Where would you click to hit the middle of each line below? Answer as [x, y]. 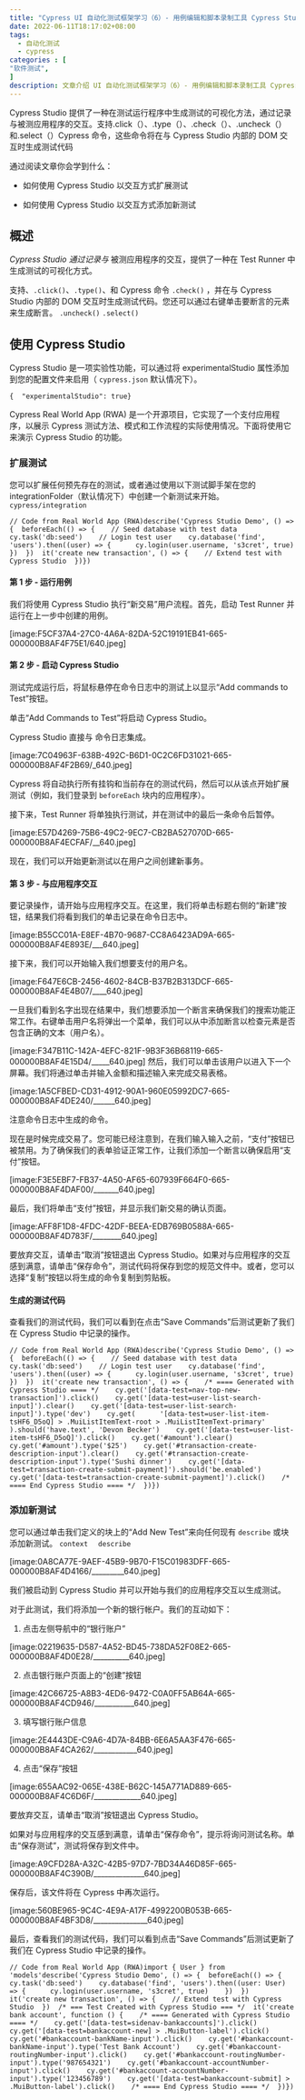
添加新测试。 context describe [70, 1543]
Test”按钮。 [31, 698]
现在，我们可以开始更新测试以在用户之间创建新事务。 [109, 861]
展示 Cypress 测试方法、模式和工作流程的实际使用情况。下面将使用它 [162, 426]
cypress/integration [49, 505]
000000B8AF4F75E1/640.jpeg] [68, 643]
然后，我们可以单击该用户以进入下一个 [219, 1062]
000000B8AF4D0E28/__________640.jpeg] [88, 1656]
